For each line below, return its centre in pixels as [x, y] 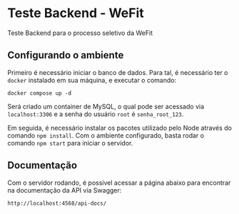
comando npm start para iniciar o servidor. [70, 143]
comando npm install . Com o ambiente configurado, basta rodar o [106, 135]
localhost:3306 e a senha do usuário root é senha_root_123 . [96, 114]
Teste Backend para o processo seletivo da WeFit [80, 33]
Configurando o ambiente [66, 55]
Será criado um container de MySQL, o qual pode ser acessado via [106, 106]
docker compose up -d [40, 93]
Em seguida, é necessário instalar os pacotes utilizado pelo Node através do [119, 128]
